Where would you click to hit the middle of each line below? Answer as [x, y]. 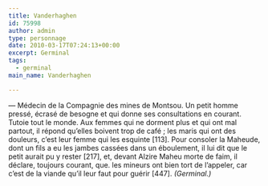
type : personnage [37, 38]
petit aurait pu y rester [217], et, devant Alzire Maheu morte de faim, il [123, 156]
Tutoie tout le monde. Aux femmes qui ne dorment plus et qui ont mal [123, 122]
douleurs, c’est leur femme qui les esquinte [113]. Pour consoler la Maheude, [134, 139]
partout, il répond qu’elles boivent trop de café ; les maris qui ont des [122, 131]
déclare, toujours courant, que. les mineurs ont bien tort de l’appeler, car [128, 164]
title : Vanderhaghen [43, 16]
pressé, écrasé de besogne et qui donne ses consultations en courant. [125, 114]
